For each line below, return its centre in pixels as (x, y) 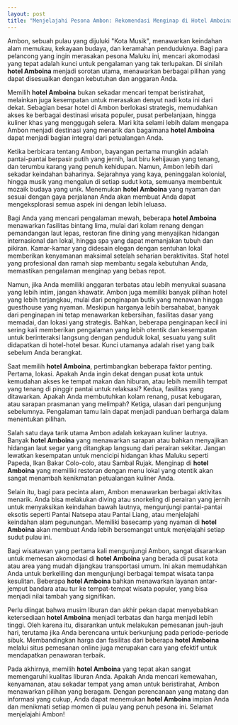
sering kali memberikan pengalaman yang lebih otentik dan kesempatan (112, 329)
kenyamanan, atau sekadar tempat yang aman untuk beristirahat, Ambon (113, 684)
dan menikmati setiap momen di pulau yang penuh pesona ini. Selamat (110, 707)
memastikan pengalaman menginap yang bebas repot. (87, 271)
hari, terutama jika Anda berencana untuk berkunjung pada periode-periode (118, 632)
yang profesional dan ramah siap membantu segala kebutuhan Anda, (108, 263)
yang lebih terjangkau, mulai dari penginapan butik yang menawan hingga (115, 300)
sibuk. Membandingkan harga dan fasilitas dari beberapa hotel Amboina (113, 640)
